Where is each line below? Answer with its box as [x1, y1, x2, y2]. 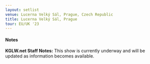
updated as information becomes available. [5, 53, 94, 59]
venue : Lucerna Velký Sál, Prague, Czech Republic [5, 12, 113, 17]
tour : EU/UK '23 [5, 21, 39, 26]
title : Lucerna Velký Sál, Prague [5, 16, 78, 21]
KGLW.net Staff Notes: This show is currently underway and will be [5, 48, 145, 54]
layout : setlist [5, 7, 39, 12]
